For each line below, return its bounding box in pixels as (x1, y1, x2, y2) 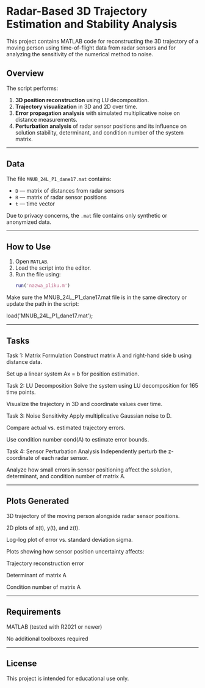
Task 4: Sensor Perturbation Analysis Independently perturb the (6, 448, 167, 455)
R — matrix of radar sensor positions (15, 193, 107, 201)
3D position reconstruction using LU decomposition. (15, 96, 149, 103)
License (6, 659, 37, 669)
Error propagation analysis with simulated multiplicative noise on (15, 109, 180, 117)
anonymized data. (6, 218, 52, 226)
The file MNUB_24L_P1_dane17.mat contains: (6, 175, 112, 182)
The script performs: (6, 84, 59, 92)
